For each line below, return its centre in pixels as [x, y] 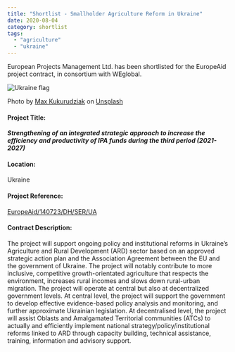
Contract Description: [40, 228]
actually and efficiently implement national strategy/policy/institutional [108, 325]
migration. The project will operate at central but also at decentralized [108, 288]
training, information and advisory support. [69, 340]
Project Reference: [35, 196]
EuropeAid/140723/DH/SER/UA [52, 211]
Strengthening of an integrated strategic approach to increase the [106, 133]
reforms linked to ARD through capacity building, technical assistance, [109, 333]
